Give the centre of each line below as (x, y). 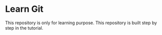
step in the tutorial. (24, 28)
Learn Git (24, 9)
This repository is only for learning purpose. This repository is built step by (81, 23)
